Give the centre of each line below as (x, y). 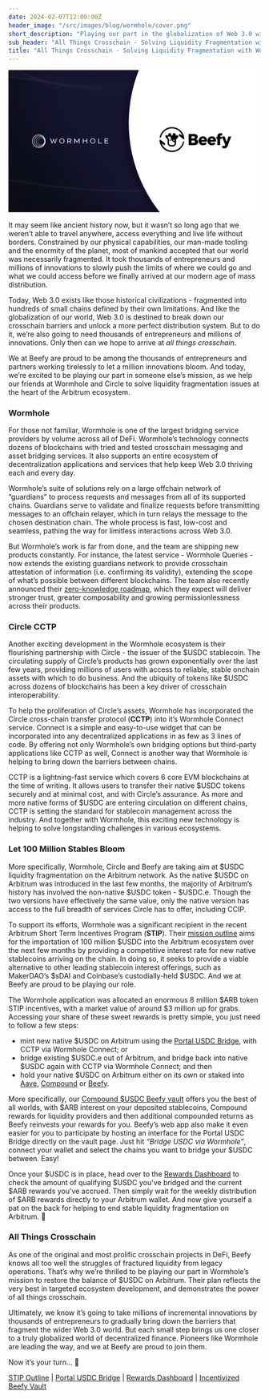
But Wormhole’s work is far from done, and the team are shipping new (124, 546)
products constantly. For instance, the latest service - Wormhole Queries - (131, 555)
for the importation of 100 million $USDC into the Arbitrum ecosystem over (131, 942)
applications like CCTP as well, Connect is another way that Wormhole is (128, 754)
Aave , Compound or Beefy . (64, 1083)
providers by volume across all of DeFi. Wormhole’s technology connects (129, 438)
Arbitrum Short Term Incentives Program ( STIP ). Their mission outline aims (132, 933)
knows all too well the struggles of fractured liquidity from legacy (115, 1263)
